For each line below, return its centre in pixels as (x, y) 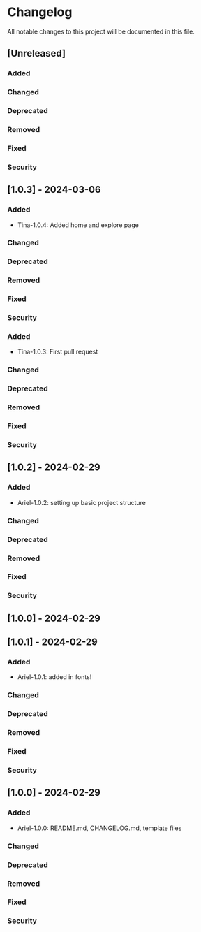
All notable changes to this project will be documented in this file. (101, 31)
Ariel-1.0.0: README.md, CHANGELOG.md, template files (99, 828)
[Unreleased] (37, 53)
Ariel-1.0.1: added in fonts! (54, 677)
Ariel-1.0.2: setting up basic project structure (82, 502)
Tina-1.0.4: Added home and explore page (78, 225)
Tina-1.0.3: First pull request (58, 352)
